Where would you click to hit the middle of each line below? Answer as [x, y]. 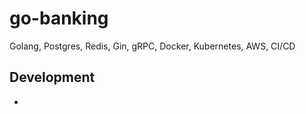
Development [52, 77]
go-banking [59, 18]
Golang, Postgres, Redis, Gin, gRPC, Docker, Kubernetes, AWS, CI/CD [152, 46]
